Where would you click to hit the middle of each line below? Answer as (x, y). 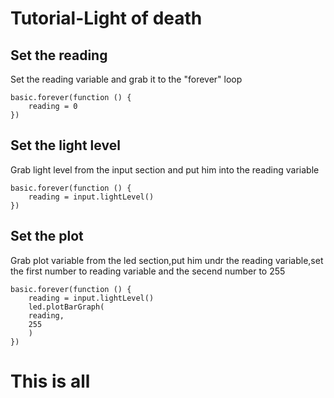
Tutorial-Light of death (106, 18)
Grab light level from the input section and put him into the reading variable (165, 169)
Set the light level (65, 145)
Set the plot (47, 236)
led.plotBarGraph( (66, 307)
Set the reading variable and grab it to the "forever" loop (126, 79)
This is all (50, 381)
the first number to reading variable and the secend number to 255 (148, 271)
